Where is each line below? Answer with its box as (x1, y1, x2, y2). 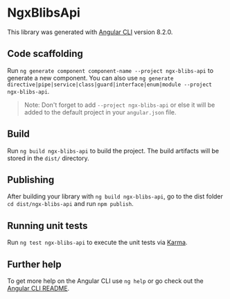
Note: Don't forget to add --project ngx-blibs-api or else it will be (24, 101, 215, 109)
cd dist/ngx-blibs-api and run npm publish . (7, 200, 134, 208)
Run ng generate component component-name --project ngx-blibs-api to (7, 66, 213, 74)
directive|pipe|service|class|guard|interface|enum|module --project (7, 81, 213, 88)
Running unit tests (7, 220, 88, 232)
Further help (7, 258, 62, 270)
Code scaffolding (7, 48, 83, 60)
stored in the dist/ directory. (7, 154, 90, 162)
